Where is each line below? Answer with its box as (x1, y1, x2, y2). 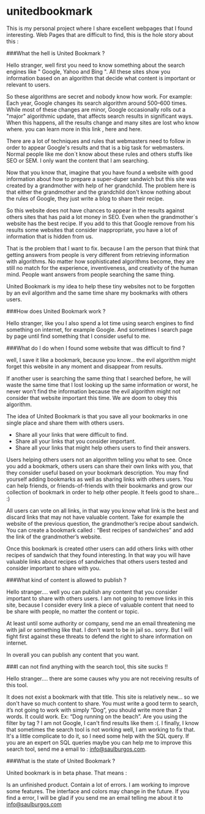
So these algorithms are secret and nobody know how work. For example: (6, 93, 193, 100)
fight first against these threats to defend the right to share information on (6, 632, 193, 640)
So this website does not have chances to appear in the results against (6, 207, 185, 214)
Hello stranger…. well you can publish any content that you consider (6, 588, 178, 596)
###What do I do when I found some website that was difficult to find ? (6, 344, 185, 351)
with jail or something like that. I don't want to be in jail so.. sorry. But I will (6, 626, 193, 633)
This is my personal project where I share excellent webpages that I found (6, 25, 193, 32)
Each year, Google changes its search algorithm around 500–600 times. (6, 99, 187, 107)
